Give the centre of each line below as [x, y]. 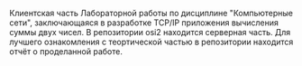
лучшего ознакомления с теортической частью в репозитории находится [151, 42]
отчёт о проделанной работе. [66, 52]
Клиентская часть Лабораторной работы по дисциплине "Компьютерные [151, 13]
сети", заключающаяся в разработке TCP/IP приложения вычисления [144, 23]
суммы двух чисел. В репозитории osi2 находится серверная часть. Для [150, 32]
